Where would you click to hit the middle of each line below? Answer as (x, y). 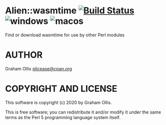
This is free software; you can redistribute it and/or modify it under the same (83, 112)
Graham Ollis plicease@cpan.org (39, 68)
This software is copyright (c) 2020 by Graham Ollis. (59, 102)
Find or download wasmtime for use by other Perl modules (65, 35)
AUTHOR (24, 55)
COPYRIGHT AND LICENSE (61, 89)
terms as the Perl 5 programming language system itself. (63, 117)
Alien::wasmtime (41, 11)
